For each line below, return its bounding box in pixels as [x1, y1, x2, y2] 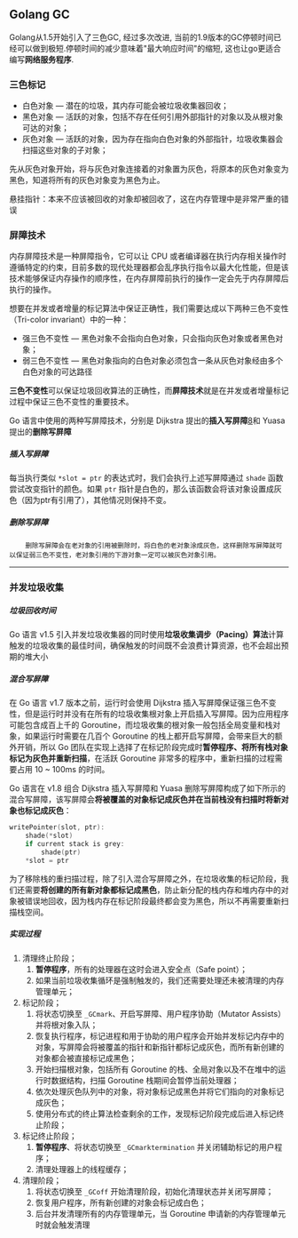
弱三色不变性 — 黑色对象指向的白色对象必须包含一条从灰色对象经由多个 [21, 355, 284, 366]
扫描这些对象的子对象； [21, 145, 108, 156]
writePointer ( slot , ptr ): [9, 823, 105, 832]
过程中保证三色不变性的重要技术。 [9, 396, 134, 407]
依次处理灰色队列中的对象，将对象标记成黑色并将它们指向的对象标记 [35, 1086, 285, 1097]
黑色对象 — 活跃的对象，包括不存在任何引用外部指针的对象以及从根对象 [21, 111, 284, 123]
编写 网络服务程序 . [9, 53, 74, 65]
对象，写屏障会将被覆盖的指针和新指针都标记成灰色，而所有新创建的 [35, 1042, 285, 1052]
